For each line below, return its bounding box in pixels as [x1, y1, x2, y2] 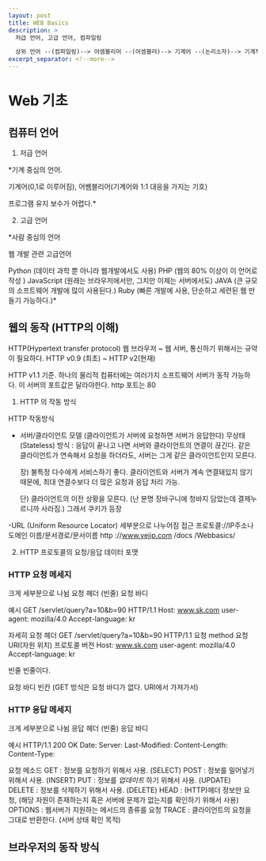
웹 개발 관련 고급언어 [8, 249, 72, 258]
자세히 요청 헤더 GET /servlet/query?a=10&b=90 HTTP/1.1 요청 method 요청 [8, 631, 249, 640]
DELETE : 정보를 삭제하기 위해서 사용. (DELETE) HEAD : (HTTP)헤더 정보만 [8, 785, 242, 795]
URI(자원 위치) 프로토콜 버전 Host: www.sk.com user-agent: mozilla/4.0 [8, 640, 236, 650]
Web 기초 [8, 92, 69, 110]
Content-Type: [8, 749, 55, 759]
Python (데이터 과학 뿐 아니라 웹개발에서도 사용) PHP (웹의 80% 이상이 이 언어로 [8, 266, 258, 275]
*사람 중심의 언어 [8, 233, 61, 241]
